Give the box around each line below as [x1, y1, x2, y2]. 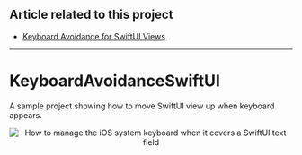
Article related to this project [9, 7, 173, 22]
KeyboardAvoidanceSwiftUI [9, 71, 220, 90]
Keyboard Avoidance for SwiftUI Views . [22, 30, 168, 41]
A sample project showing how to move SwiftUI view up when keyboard [9, 100, 275, 111]
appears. [9, 109, 42, 120]
